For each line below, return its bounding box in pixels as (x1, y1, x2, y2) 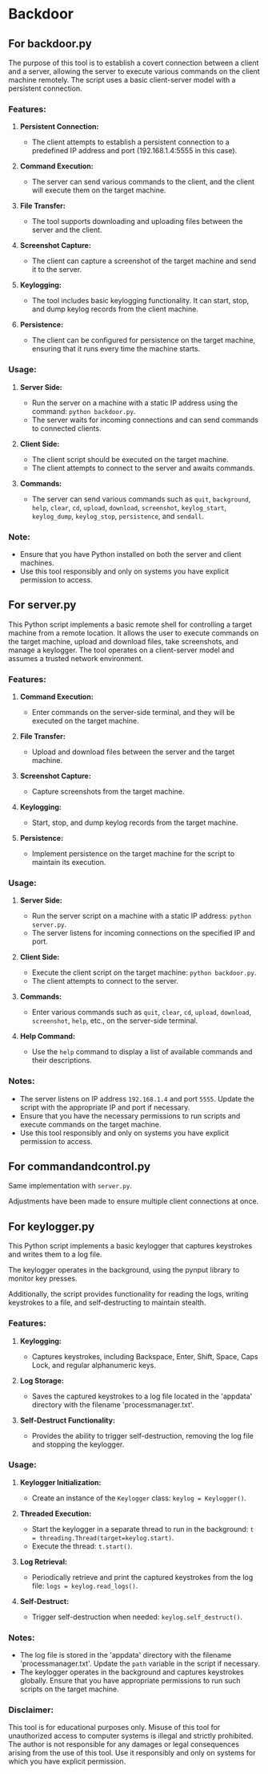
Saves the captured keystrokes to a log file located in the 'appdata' (31, 1391, 253, 1401)
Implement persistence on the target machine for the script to (31, 849, 235, 859)
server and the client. (31, 225, 102, 235)
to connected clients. (31, 423, 102, 433)
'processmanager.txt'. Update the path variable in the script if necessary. (19, 1658, 260, 1669)
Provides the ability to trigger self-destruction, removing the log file (31, 1431, 254, 1440)
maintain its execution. (31, 858, 106, 867)
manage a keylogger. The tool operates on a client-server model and (8, 645, 234, 655)
